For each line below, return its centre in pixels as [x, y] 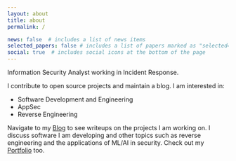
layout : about [28, 14]
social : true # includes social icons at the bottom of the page [106, 52]
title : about [26, 20]
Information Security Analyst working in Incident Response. [93, 72]
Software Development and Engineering [75, 99]
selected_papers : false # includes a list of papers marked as [102, 46]
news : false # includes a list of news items [77, 39]
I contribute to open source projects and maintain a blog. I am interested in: [116, 86]
